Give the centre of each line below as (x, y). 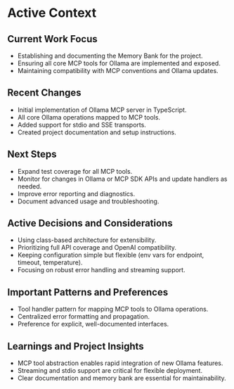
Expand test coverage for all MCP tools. (75, 171)
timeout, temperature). (50, 262)
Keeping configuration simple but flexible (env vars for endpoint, (111, 255)
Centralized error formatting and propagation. (83, 317)
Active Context (52, 13)
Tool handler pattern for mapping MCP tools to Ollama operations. (113, 309)
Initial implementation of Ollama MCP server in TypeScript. (102, 110)
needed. (30, 186)
